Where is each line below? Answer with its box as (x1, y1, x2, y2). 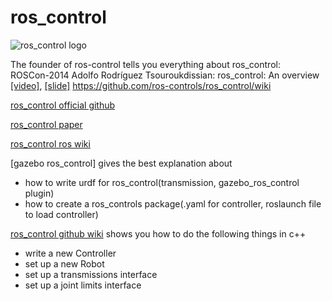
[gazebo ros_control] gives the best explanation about (10, 157, 233, 169)
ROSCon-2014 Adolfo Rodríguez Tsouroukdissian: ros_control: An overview (10, 69, 320, 81)
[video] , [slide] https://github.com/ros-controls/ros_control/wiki (10, 79, 272, 91)
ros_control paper (10, 118, 83, 130)
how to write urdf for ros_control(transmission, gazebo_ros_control (24, 176, 300, 188)
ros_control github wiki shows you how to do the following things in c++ (10, 227, 307, 240)
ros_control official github (10, 99, 116, 111)
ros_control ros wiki (10, 137, 91, 150)
